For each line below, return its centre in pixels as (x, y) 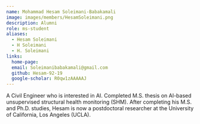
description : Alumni (32, 23)
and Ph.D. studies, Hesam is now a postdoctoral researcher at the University (100, 108)
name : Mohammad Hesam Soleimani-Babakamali (61, 12)
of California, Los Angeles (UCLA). (49, 115)
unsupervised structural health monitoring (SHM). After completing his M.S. (99, 102)
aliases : (17, 34)
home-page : (25, 62)
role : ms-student (28, 28)
